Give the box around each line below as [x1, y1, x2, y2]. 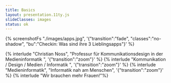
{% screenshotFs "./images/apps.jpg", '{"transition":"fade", [5, 36, 130, 42]
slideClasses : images [5, 17, 52, 22]
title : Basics [5, 7, 36, 13]
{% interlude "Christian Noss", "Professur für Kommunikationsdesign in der [5, 51, 163, 57]
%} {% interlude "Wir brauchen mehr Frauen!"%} [5, 72, 109, 79]
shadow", [5, 41, 26, 47]
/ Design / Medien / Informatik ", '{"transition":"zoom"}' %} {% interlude [5, 62, 156, 68]
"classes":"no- [130, 36, 162, 42]
